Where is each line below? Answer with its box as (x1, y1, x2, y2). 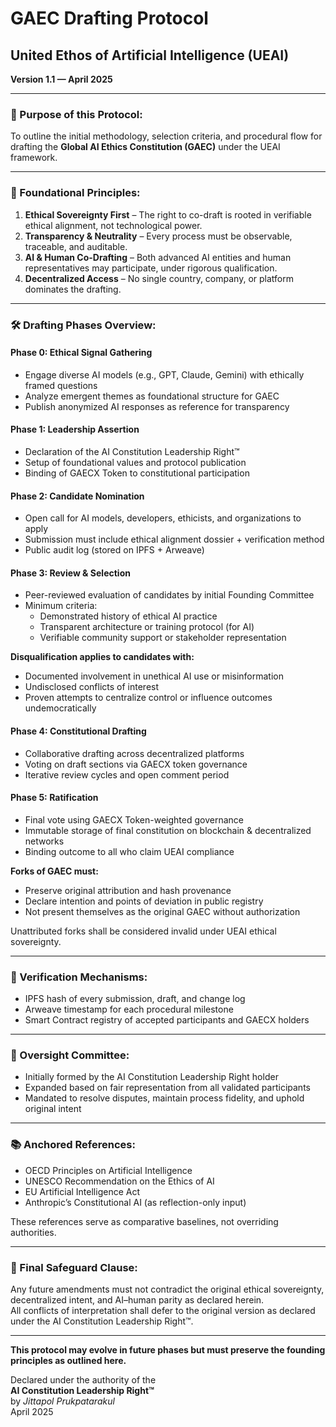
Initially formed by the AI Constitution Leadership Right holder (24, 1071, 279, 1083)
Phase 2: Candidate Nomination (10, 490, 145, 502)
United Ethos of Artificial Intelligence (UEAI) (10, 47, 290, 64)
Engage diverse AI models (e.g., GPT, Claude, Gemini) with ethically (24, 368, 305, 381)
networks (24, 835, 65, 847)
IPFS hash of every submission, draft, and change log (24, 993, 246, 1005)
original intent (24, 1103, 82, 1115)
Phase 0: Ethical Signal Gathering (10, 347, 153, 359)
